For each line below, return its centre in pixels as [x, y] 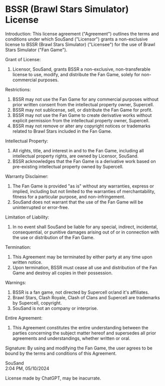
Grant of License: [23, 59]
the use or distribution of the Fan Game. [53, 237]
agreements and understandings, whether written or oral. [71, 338]
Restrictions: [18, 89]
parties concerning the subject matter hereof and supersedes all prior [84, 333]
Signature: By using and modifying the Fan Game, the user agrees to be [79, 348]
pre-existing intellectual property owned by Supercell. [68, 166]
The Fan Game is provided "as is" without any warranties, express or [83, 186]
